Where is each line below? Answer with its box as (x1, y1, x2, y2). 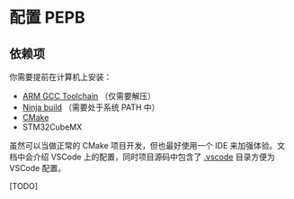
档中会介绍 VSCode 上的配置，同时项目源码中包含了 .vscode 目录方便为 (9, 151, 276, 162)
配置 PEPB (9, 7, 85, 28)
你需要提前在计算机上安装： (9, 72, 112, 82)
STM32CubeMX (22, 122, 83, 132)
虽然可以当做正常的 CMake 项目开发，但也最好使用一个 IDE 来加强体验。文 (9, 140, 286, 150)
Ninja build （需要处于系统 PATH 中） (22, 102, 160, 113)
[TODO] (9, 181, 39, 191)
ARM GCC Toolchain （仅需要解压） (22, 91, 156, 101)
